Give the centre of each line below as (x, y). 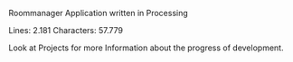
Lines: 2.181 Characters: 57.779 (66, 30)
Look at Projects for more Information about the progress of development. (146, 48)
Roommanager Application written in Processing (99, 13)
